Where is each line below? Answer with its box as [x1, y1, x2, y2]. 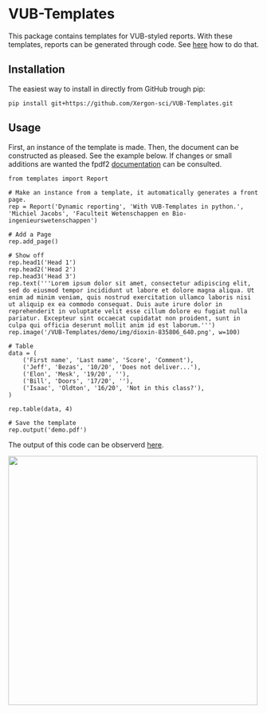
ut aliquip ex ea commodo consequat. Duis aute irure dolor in [8, 300, 223, 308]
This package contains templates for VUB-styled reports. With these [8, 31, 233, 41]
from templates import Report [8, 175, 109, 183]
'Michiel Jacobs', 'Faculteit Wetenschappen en [8, 209, 170, 218]
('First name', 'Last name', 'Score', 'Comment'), [22, 356, 194, 364]
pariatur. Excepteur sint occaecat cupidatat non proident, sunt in [8, 314, 241, 322]
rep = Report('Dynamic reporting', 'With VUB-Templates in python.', [8, 203, 245, 211]
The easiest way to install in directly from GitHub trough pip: [8, 84, 206, 93]
